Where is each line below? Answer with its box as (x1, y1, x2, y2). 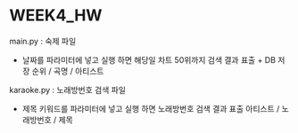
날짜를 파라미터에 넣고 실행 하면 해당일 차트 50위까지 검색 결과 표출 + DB (21, 54, 277, 65)
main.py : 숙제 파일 (9, 35, 77, 46)
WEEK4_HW (9, 5, 103, 26)
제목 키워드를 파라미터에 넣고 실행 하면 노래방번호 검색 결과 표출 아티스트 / (21, 103, 280, 113)
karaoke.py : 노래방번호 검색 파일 (9, 84, 127, 95)
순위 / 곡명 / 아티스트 (31, 66, 104, 76)
